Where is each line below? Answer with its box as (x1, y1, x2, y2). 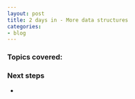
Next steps (7, 71, 45, 80)
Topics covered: (7, 53, 63, 62)
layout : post (7, 10, 45, 17)
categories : (7, 23, 42, 30)
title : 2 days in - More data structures (7, 17, 129, 24)
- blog (7, 29, 26, 37)
